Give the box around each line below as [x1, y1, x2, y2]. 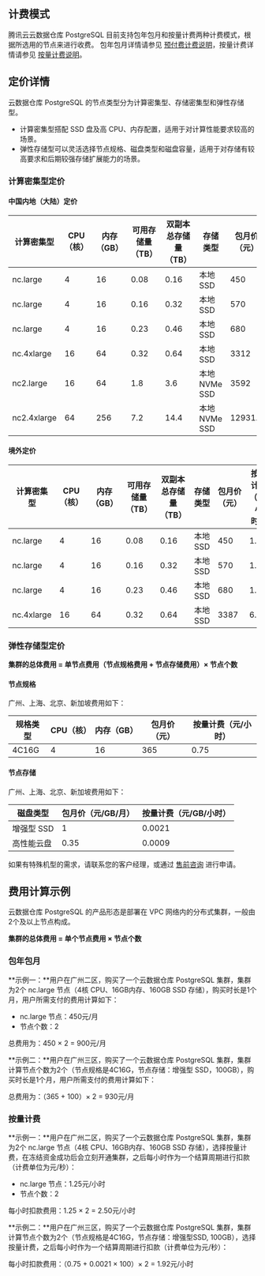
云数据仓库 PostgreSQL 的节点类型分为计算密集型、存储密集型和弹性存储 [8, 97, 244, 107]
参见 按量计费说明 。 [21, 50, 87, 59]
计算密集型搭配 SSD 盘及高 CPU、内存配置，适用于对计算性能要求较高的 [19, 124, 255, 134]
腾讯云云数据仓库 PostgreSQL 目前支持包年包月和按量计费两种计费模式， [8, 30, 244, 40]
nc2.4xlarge [12, 412, 58, 423]
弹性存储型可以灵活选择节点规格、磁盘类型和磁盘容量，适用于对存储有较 [19, 144, 255, 153]
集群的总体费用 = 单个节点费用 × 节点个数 [8, 934, 142, 943]
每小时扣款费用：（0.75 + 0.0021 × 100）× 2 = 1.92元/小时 [8, 1259, 194, 1269]
